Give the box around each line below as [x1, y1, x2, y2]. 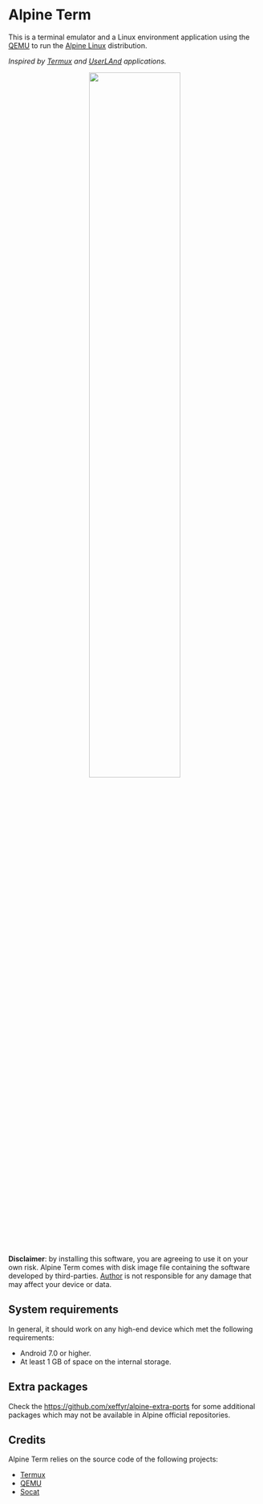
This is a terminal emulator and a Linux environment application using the [8, 32, 250, 42]
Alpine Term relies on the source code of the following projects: [8, 1454, 219, 1464]
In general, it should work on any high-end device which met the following [8, 1324, 253, 1334]
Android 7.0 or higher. [19, 1348, 91, 1358]
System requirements [8, 1303, 119, 1317]
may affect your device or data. [8, 1279, 112, 1289]
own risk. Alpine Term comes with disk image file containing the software [8, 1262, 250, 1272]
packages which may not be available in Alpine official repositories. [8, 1410, 231, 1420]
